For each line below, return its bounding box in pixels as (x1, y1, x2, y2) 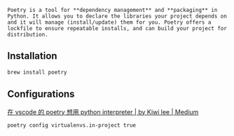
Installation (7, 50, 57, 62)
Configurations (7, 88, 75, 100)
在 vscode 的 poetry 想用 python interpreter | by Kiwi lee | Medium (7, 107, 199, 116)
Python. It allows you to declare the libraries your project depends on (7, 13, 228, 20)
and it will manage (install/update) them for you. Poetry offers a (7, 19, 212, 26)
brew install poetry (7, 69, 68, 76)
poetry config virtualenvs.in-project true (7, 121, 137, 129)
